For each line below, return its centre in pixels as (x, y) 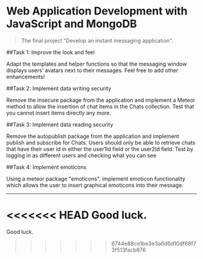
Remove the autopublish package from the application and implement (93, 136)
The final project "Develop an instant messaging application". (97, 40)
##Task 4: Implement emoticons (46, 167)
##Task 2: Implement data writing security (59, 88)
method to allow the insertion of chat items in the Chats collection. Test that (100, 106)
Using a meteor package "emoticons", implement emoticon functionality (96, 178)
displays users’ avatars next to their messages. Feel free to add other (92, 70)
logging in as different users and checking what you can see (82, 155)
